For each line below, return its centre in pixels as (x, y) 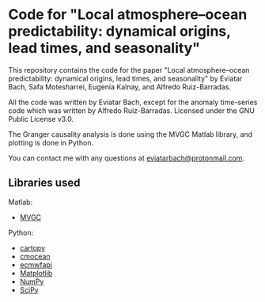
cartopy (32, 247)
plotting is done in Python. (51, 142)
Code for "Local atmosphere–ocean (128, 15)
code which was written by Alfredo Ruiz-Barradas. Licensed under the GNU (132, 110)
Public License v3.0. (41, 119)
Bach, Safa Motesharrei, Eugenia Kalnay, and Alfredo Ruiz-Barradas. (120, 87)
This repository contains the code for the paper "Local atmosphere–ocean (129, 70)
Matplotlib (36, 273)
